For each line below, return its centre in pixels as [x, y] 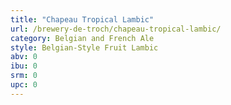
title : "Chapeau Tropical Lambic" [82, 19]
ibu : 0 [24, 66]
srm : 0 [24, 76]
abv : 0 [24, 57]
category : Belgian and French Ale [82, 38]
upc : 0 [24, 85]
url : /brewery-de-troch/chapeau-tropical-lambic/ [116, 29]
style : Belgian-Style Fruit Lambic [84, 47]
